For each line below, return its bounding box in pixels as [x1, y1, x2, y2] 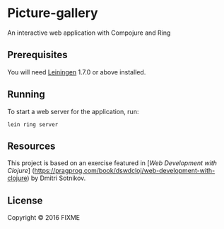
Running [7, 89, 46, 101]
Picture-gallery [7, 5, 98, 21]
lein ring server [7, 121, 59, 128]
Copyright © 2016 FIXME [7, 213, 81, 222]
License [7, 194, 43, 206]
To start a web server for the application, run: [7, 107, 139, 116]
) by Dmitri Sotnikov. [27, 174, 86, 182]
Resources [7, 140, 56, 152]
